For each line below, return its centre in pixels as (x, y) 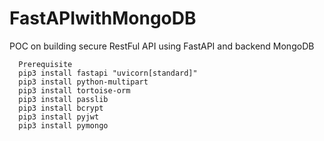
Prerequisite (45, 64)
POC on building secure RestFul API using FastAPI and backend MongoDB (162, 46)
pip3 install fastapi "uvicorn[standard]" (108, 73)
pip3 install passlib (63, 99)
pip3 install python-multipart (83, 82)
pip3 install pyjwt (59, 117)
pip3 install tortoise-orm (74, 90)
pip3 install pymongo (63, 125)
